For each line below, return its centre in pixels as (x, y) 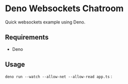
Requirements (27, 37)
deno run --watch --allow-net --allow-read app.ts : (59, 76)
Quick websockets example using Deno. (45, 22)
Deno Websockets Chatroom (64, 9)
